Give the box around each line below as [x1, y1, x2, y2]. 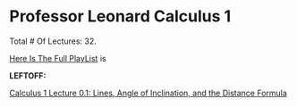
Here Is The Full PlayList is [9, 53, 106, 63]
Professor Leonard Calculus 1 [9, 6, 232, 27]
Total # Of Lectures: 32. [9, 36, 97, 46]
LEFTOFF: [9, 70, 47, 81]
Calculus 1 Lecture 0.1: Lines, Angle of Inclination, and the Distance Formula [9, 87, 288, 98]
